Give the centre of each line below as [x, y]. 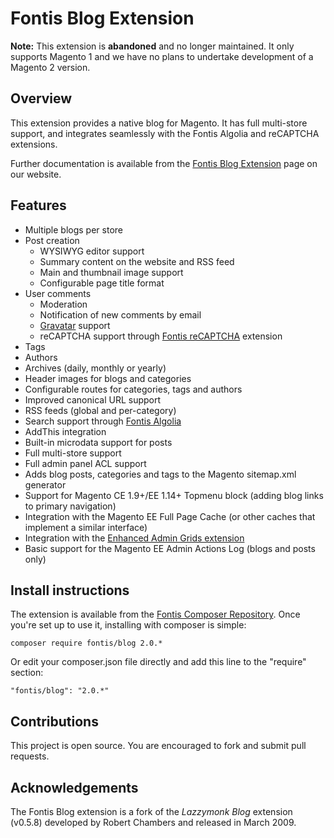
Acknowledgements [74, 787]
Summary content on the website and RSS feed [137, 261]
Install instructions [70, 590]
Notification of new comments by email [120, 314]
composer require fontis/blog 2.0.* [86, 643]
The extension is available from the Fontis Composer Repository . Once [155, 614]
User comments [58, 293]
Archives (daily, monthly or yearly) [95, 368]
